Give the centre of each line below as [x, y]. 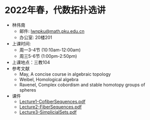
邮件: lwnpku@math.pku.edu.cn [52, 31]
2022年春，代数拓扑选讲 [55, 10]
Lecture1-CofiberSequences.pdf [52, 101]
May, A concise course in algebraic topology [65, 74]
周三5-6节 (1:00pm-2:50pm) [48, 56]
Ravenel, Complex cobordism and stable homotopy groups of [82, 85]
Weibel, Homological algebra [49, 79]
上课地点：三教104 [31, 62]
